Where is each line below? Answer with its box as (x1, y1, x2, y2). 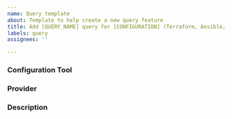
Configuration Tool (7, 65, 72, 75)
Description (7, 102, 48, 112)
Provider (7, 84, 37, 93)
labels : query (7, 29, 49, 37)
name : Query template (7, 10, 70, 17)
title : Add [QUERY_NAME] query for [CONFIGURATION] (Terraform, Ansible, (7, 23, 226, 30)
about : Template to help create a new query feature (7, 17, 164, 24)
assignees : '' (7, 36, 49, 43)
